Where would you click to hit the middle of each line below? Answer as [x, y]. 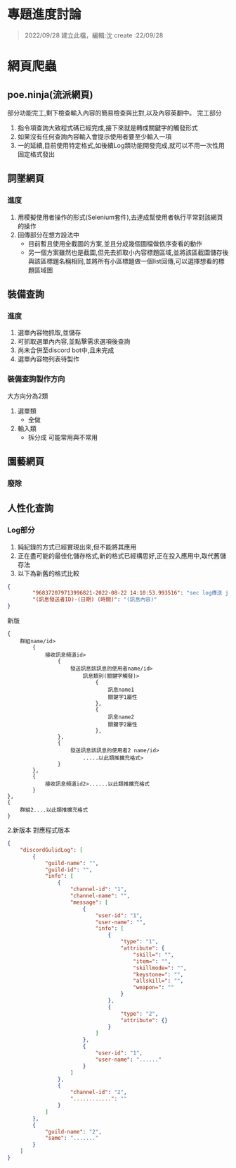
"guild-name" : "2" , [73, 1131]
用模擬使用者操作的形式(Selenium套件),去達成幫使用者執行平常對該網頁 [120, 217]
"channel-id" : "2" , [99, 1093]
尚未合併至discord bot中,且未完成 [66, 350]
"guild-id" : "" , [68, 870]
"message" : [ [89, 902]
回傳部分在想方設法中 [48, 235]
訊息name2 [121, 717]
